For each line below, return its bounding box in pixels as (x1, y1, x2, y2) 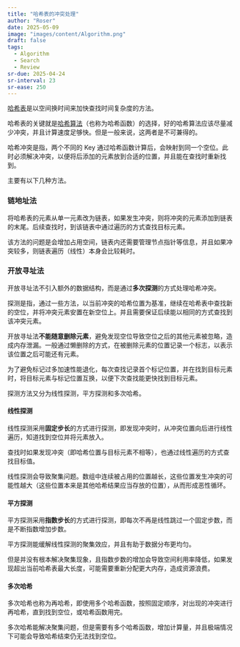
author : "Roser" (7, 17, 56, 24)
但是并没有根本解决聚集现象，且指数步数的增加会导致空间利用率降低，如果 (7, 555, 226, 564)
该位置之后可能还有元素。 (7, 349, 83, 358)
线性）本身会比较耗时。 (69, 246, 139, 255)
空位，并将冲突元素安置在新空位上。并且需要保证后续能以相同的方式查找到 (13, 308, 233, 316)
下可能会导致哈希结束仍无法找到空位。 (7, 632, 120, 641)
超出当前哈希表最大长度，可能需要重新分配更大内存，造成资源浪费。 (13, 564, 214, 573)
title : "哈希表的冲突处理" (7, 10, 79, 18)
